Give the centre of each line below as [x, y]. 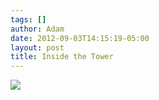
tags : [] [28, 19]
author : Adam [37, 29]
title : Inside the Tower [62, 57]
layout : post [37, 47]
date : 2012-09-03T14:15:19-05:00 [80, 38]
